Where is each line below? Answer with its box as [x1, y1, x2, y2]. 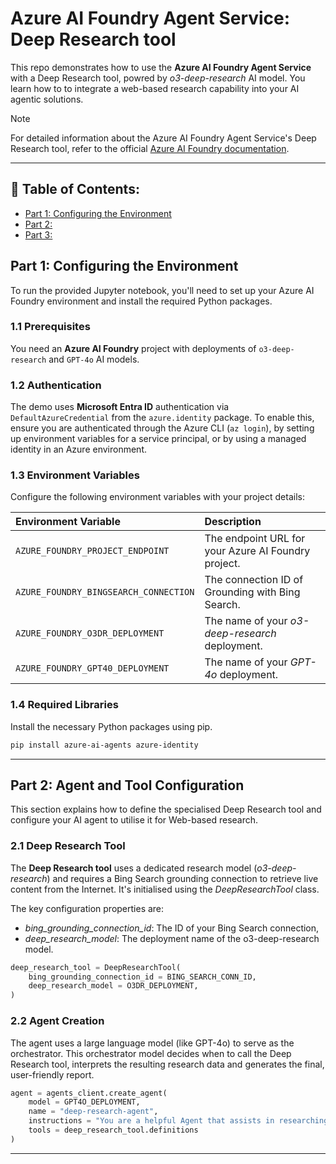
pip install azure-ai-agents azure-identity [10, 740, 199, 750]
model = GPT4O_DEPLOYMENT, [28, 1097, 141, 1107]
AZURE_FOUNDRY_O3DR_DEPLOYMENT [15, 628, 165, 639]
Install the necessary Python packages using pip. [10, 720, 213, 732]
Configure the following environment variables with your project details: [10, 491, 305, 503]
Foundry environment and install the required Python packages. [10, 295, 273, 307]
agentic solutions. [10, 93, 84, 105]
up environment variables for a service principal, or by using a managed [10, 433, 307, 445]
